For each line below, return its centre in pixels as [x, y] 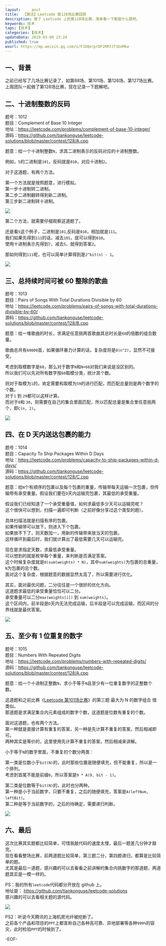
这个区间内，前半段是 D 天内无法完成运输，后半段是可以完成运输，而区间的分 [82, 603]
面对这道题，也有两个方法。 [33, 723]
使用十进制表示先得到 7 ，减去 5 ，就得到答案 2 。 [52, 244]
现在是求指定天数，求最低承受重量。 [42, 549]
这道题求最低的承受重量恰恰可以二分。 [44, 591]
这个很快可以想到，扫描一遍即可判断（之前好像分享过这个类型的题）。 [75, 510]
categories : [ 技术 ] [24, 33]
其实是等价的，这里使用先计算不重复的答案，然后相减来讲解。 [76, 741]
